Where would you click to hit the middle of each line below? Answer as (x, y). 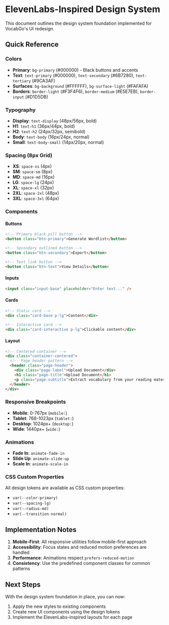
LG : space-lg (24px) (33, 182)
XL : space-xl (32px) (33, 188)
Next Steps (23, 584)
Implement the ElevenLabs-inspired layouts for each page (72, 617)
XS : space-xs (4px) (32, 166)
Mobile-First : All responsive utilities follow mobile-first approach (79, 542)
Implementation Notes (41, 529)
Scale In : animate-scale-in (40, 464)
